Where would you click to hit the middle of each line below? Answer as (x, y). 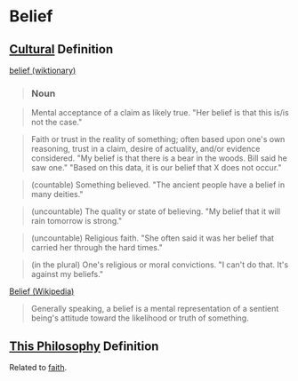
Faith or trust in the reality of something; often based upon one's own (158, 139)
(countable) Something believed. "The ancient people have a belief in (158, 185)
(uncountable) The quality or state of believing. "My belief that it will (156, 211)
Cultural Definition (61, 49)
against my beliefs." (67, 274)
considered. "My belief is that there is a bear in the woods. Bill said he (159, 158)
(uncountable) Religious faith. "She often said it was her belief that (152, 238)
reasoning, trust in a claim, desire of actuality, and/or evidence (145, 149)
